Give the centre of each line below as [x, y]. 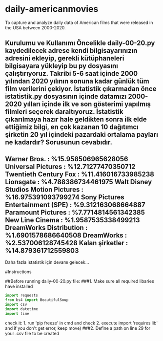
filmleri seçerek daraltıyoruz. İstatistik [64, 112]
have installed [19, 286]
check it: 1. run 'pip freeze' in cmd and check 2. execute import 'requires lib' [81, 323]
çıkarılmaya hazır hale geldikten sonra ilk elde [76, 119]
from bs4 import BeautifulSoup [37, 300]
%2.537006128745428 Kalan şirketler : [67, 243]
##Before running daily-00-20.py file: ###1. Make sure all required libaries [80, 281]
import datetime [21, 309]
